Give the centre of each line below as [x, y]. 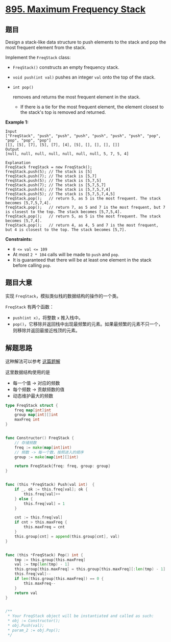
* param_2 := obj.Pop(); [34, 630]
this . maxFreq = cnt [44, 527]
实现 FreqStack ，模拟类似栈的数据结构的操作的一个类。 [63, 296]
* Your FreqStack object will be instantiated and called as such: [81, 616]
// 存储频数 [26, 442]
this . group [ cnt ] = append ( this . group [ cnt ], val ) [67, 536]
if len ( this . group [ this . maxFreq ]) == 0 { [59, 579]
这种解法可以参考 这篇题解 [33, 361]
